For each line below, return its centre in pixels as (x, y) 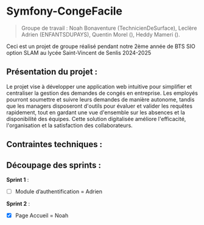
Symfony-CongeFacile (65, 11)
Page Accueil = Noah (42, 216)
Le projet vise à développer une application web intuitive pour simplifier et (99, 86)
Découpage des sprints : (54, 165)
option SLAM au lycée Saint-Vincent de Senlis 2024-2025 (79, 52)
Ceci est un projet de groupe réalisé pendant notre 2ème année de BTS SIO (101, 46)
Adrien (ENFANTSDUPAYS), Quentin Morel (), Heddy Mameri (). (100, 34)
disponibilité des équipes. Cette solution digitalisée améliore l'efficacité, (96, 119)
